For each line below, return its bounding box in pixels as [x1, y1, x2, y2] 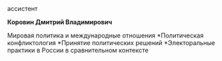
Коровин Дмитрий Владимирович [7, 18, 112, 26]
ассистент [7, 5, 38, 12]
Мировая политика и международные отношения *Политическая [7, 31, 204, 40]
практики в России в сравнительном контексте [7, 46, 149, 54]
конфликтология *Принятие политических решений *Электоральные [7, 39, 215, 46]
